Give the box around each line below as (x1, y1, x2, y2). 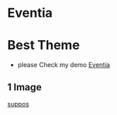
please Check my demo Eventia (17, 61, 111, 69)
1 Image (7, 81, 43, 93)
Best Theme (7, 37, 80, 54)
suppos (7, 99, 30, 108)
